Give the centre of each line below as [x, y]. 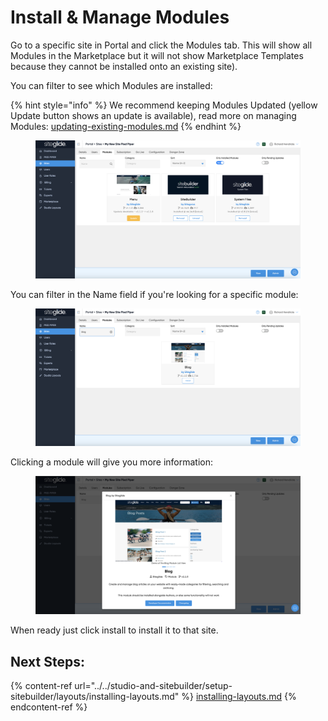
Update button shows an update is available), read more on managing [153, 115]
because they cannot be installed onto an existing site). [124, 66]
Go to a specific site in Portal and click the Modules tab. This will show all [161, 45]
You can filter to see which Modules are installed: [111, 85]
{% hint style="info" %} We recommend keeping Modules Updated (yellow [164, 105]
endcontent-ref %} [49, 707]
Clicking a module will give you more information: [112, 462]
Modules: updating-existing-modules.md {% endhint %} [126, 126]
